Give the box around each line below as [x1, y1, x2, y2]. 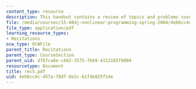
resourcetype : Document [6, 63, 64, 69]
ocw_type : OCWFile [6, 42, 51, 47]
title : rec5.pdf [6, 69, 45, 74]
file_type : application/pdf [6, 25, 75, 31]
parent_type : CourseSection [6, 52, 75, 58]
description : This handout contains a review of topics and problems [6, 14, 179, 20]
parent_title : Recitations [6, 47, 72, 53]
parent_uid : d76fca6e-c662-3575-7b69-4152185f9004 [6, 57, 132, 63]
